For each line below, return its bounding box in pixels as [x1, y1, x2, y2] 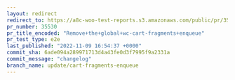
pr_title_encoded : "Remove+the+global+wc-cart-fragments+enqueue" [6, 29, 205, 37]
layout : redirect [6, 10, 58, 17]
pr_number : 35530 [6, 23, 58, 30]
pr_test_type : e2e [6, 36, 60, 43]
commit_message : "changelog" [6, 56, 92, 63]
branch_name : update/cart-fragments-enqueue [6, 62, 139, 69]
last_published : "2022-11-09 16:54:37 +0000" [6, 42, 142, 49]
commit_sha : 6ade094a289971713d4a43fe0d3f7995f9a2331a [6, 49, 170, 56]
